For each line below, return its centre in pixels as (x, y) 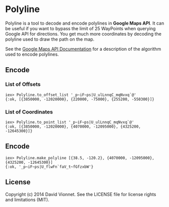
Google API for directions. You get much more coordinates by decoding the (83, 34)
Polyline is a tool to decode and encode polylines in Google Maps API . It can (85, 23)
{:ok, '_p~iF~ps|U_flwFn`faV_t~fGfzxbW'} (49, 167)
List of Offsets (23, 84)
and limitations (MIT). (27, 199)
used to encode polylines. (32, 54)
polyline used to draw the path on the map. (50, 39)
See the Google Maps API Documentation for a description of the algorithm (83, 49)
